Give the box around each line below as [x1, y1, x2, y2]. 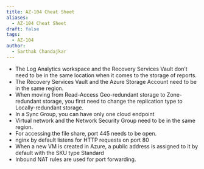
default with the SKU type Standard [15, 149, 105, 156]
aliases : [6, 15, 29, 21]
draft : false [6, 26, 40, 32]
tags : [6, 32, 20, 38]
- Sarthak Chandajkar [12, 49, 67, 55]
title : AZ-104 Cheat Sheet [6, 9, 75, 15]
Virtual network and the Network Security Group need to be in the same [15, 117, 196, 124]
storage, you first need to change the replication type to [42, 97, 183, 105]
